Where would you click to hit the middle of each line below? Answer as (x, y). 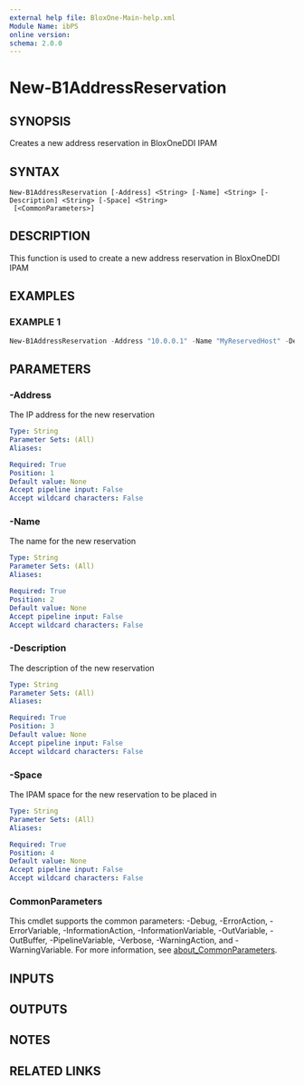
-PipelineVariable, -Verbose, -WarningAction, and (141, 941)
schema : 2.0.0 (36, 43)
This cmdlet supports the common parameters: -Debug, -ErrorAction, (139, 921)
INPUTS (32, 978)
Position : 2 (32, 600)
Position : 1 (32, 473)
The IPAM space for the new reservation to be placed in (113, 795)
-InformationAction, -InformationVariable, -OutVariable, (166, 931)
